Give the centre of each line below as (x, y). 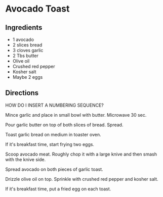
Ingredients (24, 28)
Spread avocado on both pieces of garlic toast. (54, 169)
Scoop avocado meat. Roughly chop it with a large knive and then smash (81, 154)
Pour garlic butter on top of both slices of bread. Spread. (64, 125)
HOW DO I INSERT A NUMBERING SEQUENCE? (54, 105)
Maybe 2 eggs (28, 77)
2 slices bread (27, 45)
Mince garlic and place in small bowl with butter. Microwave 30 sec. (76, 115)
